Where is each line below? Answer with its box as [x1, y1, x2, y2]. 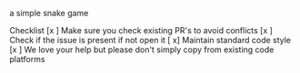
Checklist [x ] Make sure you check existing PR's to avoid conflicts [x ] [9, 25, 273, 35]
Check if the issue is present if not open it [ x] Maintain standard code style [9, 35, 292, 45]
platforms [9, 54, 45, 64]
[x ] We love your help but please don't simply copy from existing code [9, 44, 275, 55]
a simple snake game [9, 8, 89, 18]
